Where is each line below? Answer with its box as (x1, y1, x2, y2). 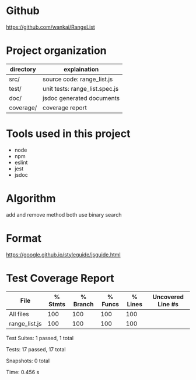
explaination (63, 65, 99, 73)
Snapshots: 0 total (6, 357, 50, 364)
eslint (14, 159, 28, 166)
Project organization (6, 44, 107, 57)
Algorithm (6, 192, 56, 205)
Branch (73, 300, 94, 308)
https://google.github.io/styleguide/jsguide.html (6, 251, 121, 258)
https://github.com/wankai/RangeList (6, 23, 95, 30)
